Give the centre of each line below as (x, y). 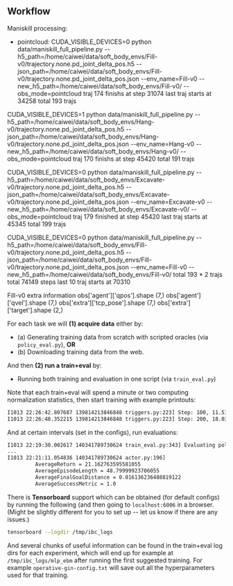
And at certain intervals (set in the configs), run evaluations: (93, 432)
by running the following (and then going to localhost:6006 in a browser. (111, 505)
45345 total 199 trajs (37, 224)
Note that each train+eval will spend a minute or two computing (98, 392)
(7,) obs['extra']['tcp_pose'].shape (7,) (102, 303)
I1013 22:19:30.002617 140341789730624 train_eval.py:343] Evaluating (111, 445)
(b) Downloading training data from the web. (80, 351)
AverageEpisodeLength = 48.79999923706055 (97, 471)
